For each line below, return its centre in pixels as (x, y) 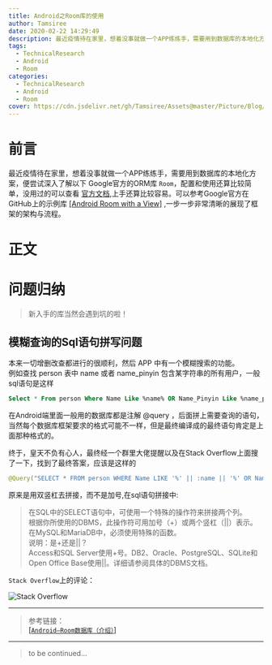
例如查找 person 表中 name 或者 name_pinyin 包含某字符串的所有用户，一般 (134, 373)
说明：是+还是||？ (58, 542)
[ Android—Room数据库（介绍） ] (72, 629)
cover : (19, 106)
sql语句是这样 (31, 383)
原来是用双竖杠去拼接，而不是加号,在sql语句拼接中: (93, 494)
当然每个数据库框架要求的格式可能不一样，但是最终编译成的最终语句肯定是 (132, 425)
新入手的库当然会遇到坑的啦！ (78, 314)
